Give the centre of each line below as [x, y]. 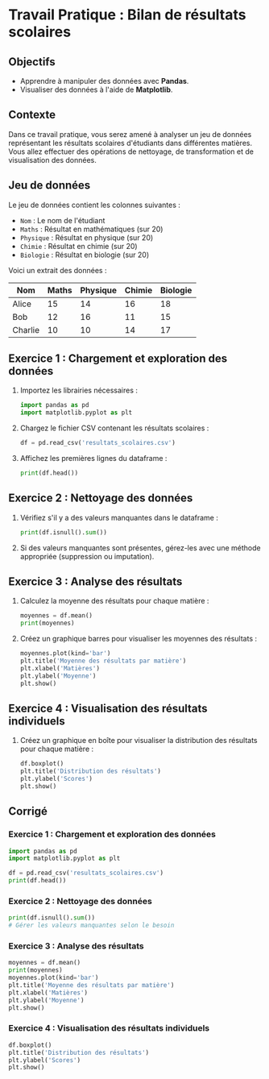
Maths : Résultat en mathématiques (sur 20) [91, 229]
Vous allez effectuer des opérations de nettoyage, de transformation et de [131, 151]
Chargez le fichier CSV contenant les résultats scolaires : [114, 428]
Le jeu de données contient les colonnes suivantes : [95, 205]
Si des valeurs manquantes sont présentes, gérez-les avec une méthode [140, 548]
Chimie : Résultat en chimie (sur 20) [79, 246]
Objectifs [32, 62]
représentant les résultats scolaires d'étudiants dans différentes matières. [130, 143]
